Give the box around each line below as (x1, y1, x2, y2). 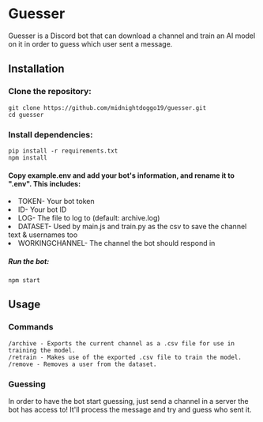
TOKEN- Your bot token (18, 197, 95, 206)
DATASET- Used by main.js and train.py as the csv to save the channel (18, 222, 247, 232)
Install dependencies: (8, 129, 93, 140)
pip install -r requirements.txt (8, 147, 118, 155)
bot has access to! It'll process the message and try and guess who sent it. (8, 405, 252, 415)
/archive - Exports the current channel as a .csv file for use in (8, 339, 235, 348)
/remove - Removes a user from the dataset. (8, 360, 157, 368)
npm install (8, 153, 47, 162)
